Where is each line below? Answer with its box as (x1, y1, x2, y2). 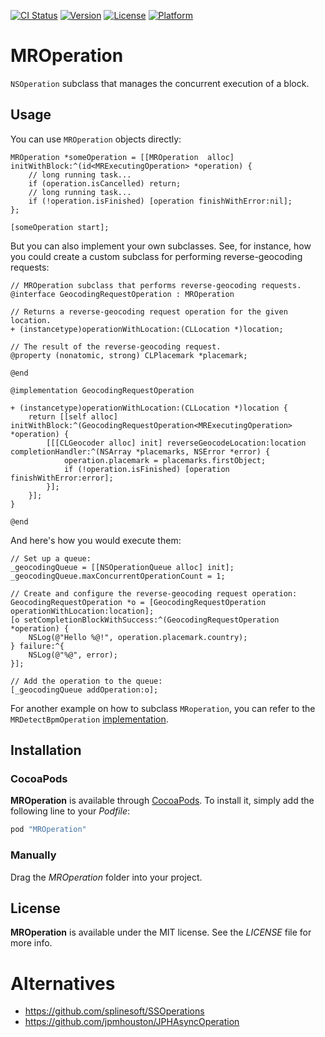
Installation (10, 742, 82, 759)
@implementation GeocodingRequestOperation (10, 385, 195, 395)
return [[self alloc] (28, 411, 118, 422)
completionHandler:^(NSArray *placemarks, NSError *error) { (10, 446, 271, 457)
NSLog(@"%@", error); (28, 650, 118, 660)
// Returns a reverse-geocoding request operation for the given (10, 306, 288, 317)
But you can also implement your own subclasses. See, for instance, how (10, 240, 312, 252)
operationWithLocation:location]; (10, 606, 155, 616)
